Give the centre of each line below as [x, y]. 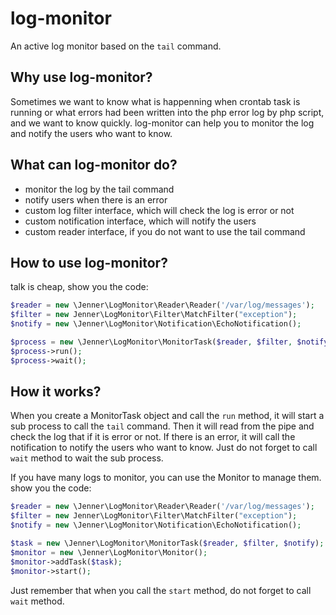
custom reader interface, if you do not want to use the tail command [165, 231]
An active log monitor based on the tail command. [116, 46]
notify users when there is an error [96, 199]
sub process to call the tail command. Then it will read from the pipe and [162, 426]
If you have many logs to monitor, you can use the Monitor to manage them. [166, 478]
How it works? [56, 392]
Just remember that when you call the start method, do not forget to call [161, 590]
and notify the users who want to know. [91, 133]
